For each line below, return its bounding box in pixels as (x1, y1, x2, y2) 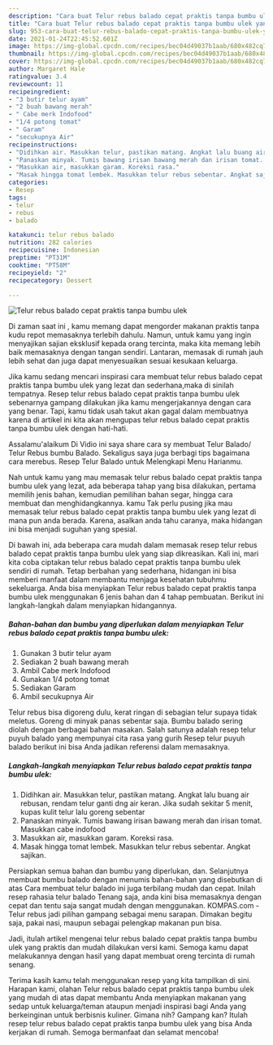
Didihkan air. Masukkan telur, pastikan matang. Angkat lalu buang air (19, 790, 249, 800)
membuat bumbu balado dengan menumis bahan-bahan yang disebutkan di (8, 875, 262, 885)
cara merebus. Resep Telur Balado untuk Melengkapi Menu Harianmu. (8, 457, 243, 466)
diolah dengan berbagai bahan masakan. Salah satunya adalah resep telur (8, 725, 256, 735)
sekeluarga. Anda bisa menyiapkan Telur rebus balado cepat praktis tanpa (8, 584, 257, 593)
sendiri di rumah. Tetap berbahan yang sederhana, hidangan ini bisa (8, 566, 237, 576)
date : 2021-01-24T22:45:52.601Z (8, 34, 118, 43)
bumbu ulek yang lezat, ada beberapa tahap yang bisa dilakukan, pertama (8, 481, 257, 491)
